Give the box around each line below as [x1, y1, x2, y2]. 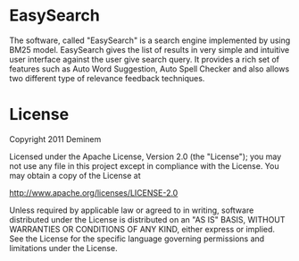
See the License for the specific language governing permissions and [9, 233, 265, 244]
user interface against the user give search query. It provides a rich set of [9, 54, 279, 64]
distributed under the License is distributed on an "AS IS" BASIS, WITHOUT [9, 214, 286, 224]
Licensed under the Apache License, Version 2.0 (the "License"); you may [9, 151, 282, 162]
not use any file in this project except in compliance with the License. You [9, 160, 279, 171]
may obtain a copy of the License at [9, 170, 141, 181]
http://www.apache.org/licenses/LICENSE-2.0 [9, 187, 179, 198]
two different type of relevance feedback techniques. [9, 72, 205, 83]
